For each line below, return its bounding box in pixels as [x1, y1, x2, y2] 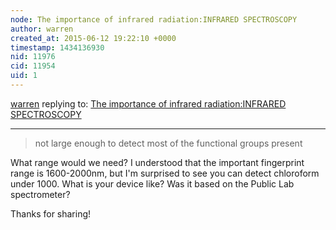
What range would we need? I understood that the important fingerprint [10, 156, 305, 168]
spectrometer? [10, 188, 71, 200]
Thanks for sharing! [10, 207, 92, 220]
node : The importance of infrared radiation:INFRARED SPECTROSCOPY [10, 14, 298, 25]
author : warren [10, 24, 74, 34]
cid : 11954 [10, 61, 56, 71]
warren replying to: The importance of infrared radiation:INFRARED [10, 97, 287, 110]
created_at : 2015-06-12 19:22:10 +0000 [10, 33, 177, 43]
